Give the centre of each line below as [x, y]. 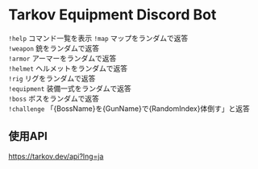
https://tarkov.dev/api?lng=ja [56, 156]
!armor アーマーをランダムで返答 [62, 58]
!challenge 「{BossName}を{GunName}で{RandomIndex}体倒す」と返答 [129, 108]
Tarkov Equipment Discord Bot [112, 15]
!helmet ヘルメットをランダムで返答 [68, 68]
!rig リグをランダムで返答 [52, 78]
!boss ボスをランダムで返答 [54, 98]
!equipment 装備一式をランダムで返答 [70, 88]
